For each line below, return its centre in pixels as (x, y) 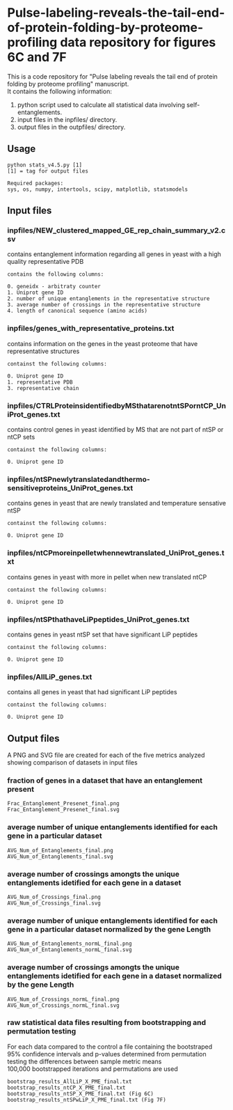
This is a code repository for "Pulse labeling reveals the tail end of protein (112, 76)
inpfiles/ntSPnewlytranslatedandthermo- (79, 479)
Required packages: (35, 183)
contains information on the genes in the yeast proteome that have (103, 343)
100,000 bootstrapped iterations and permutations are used (93, 1069)
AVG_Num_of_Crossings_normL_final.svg (63, 1005)
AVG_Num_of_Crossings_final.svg (54, 903)
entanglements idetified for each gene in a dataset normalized (115, 976)
